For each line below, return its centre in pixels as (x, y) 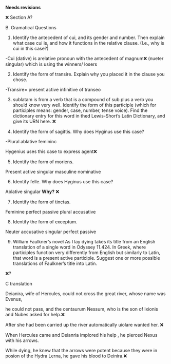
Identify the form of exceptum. (45, 222)
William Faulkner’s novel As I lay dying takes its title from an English (84, 242)
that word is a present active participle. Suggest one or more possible (86, 258)
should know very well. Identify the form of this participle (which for (84, 105)
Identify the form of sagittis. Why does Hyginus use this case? (79, 131)
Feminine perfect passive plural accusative (51, 212)
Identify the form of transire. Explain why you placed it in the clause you (89, 74)
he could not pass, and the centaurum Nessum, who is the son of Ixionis (82, 309)
